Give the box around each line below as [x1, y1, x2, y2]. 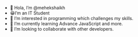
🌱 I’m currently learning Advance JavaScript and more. [9, 20, 123, 26]
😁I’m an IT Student [9, 10, 50, 16]
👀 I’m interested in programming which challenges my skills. [9, 15, 133, 21]
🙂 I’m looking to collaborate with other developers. [9, 26, 114, 32]
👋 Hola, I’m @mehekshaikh [9, 5, 65, 10]
